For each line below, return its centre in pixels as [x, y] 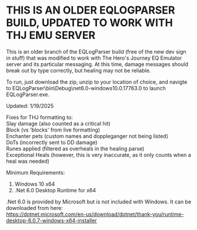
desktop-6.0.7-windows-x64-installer [51, 220]
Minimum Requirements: [36, 172]
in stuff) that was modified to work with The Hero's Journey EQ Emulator [94, 58]
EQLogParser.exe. [28, 94]
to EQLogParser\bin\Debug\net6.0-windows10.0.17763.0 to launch [86, 88]
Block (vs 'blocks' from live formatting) [53, 130]
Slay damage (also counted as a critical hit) [58, 123]
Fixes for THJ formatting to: [40, 117]
